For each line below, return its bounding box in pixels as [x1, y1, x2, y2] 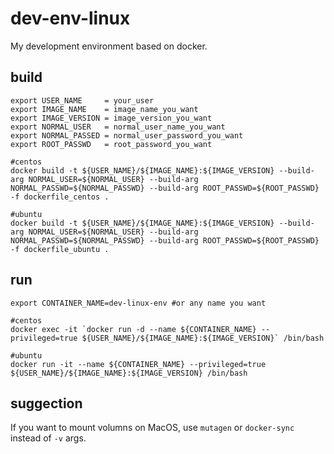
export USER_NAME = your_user [10, 95, 155, 106]
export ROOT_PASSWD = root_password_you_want [10, 139, 213, 149]
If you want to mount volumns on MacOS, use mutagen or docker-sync [10, 422, 295, 434]
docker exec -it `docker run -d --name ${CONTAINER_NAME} [10, 324, 257, 334]
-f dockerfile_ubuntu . [10, 244, 110, 254]
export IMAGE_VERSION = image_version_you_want [10, 113, 213, 123]
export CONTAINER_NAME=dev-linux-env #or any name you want [10, 298, 267, 308]
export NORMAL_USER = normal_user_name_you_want [10, 122, 226, 132]
